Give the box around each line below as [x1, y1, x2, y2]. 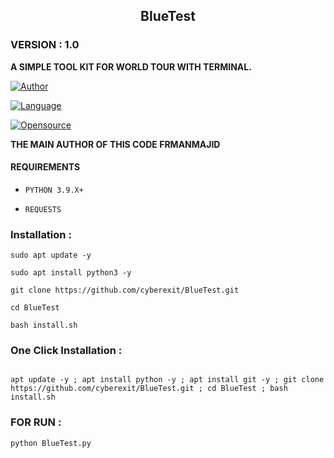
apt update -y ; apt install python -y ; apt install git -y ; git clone [10, 375, 325, 385]
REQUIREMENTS [10, 161, 81, 173]
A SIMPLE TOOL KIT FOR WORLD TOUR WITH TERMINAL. [10, 60, 252, 73]
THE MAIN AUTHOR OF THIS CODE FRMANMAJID [10, 138, 221, 150]
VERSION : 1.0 [10, 38, 80, 52]
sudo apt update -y [10, 250, 92, 261]
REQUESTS [24, 204, 62, 214]
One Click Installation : [10, 344, 123, 358]
